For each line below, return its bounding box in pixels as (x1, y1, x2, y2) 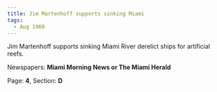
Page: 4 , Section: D (7, 77, 63, 85)
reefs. (7, 49, 24, 58)
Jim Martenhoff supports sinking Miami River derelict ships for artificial (7, 43, 211, 51)
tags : (7, 17, 23, 24)
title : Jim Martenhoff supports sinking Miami (7, 10, 145, 17)
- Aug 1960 (13, 23, 45, 30)
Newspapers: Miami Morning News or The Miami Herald (7, 63, 172, 72)
